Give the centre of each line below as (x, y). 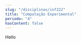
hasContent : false (24, 23)
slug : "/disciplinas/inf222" (35, 10)
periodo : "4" (19, 19)
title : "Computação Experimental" (41, 14)
